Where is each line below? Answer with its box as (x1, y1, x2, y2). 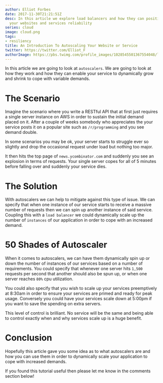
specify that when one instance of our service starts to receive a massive (5, 202, 152, 207)
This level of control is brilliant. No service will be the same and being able (5, 310, 154, 316)
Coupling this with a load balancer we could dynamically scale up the (5, 212, 145, 218)
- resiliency (5, 39, 32, 44)
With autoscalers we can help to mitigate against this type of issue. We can (5, 197, 155, 203)
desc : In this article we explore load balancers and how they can (5, 16, 145, 21)
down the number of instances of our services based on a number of (5, 260, 143, 267)
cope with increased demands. (5, 359, 67, 365)
